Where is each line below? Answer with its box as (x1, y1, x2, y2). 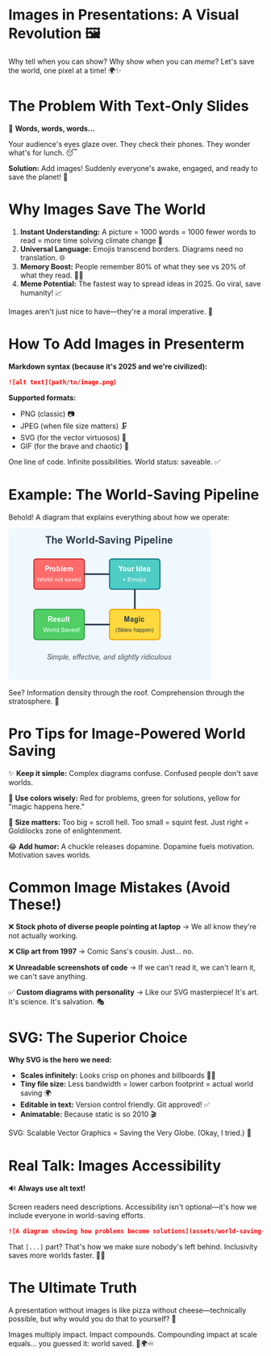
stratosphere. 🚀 (8, 696, 60, 706)
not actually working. (8, 931, 78, 941)
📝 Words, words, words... (8, 123, 95, 133)
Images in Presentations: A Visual (8, 6, 240, 24)
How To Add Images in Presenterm (8, 335, 244, 353)
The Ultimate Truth (8, 1279, 137, 1297)
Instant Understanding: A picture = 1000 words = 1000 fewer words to (19, 227, 256, 236)
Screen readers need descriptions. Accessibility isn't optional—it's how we (8, 1202, 257, 1212)
